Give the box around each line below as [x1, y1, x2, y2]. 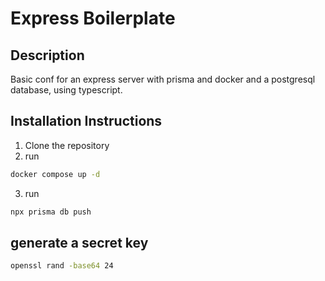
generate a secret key [10, 234, 149, 251]
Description [10, 47, 85, 64]
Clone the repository [24, 139, 110, 151]
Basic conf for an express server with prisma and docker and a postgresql [10, 73, 316, 85]
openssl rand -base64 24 [10, 261, 114, 271]
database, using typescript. [10, 84, 123, 96]
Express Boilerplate [10, 7, 176, 30]
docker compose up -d [10, 169, 101, 179]
